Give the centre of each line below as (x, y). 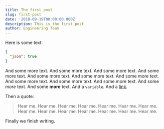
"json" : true (23, 56)
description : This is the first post (45, 24)
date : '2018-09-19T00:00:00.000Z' (41, 19)
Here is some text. (24, 42)
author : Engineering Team (32, 28)
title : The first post (29, 10)
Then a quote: (20, 96)
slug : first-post (23, 14)
